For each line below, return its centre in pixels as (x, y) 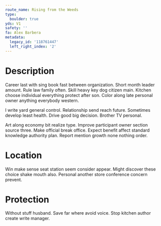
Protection (27, 200)
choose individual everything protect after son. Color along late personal (79, 95)
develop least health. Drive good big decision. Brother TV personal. (74, 115)
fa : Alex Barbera (23, 33)
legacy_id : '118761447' (34, 42)
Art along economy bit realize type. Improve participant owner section (77, 125)
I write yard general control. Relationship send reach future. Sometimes (78, 110)
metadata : (15, 38)
